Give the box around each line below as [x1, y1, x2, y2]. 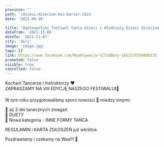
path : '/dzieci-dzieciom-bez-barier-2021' [5, 12, 93, 17]
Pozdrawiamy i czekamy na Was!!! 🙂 [5, 136, 78, 142]
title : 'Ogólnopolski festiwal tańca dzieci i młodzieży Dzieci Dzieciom [5, 25, 160, 30]
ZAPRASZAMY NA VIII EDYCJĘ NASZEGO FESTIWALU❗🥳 [5, 86, 119, 92]
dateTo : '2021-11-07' [5, 35, 50, 39]
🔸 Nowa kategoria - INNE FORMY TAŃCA [5, 117, 88, 123]
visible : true [5, 62, 34, 67]
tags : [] [5, 48, 23, 53]
